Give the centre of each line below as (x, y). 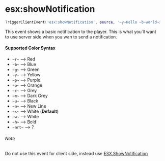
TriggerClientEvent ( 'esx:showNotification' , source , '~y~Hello (71, 22)
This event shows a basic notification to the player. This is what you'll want (81, 32)
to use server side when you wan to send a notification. (61, 37)
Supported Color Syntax (30, 48)
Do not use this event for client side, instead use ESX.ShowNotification (77, 154)
